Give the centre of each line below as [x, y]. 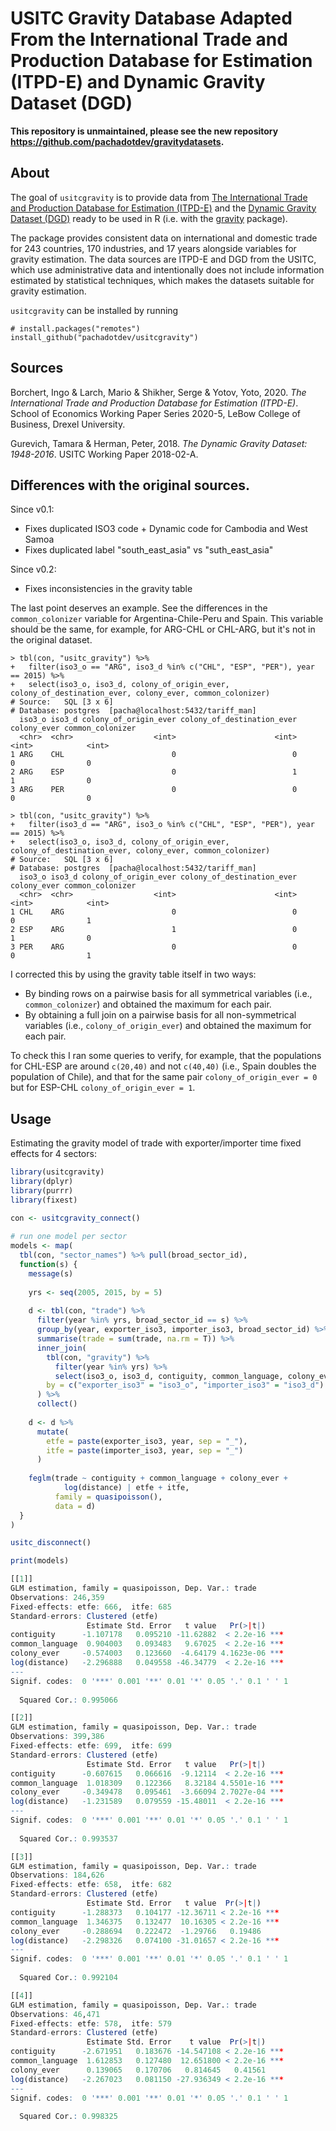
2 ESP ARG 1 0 [154, 930]
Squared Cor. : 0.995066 [68, 1700]
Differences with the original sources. [130, 485]
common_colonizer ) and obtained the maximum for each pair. [148, 1004]
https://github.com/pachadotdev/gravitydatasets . [117, 141]
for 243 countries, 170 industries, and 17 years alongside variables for [153, 248]
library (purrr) [42, 1190]
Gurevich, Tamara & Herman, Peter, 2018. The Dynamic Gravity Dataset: [159, 443]
